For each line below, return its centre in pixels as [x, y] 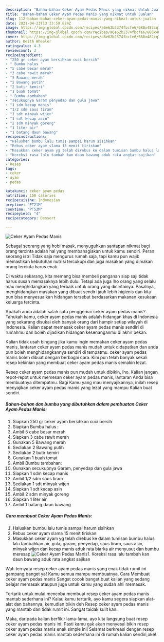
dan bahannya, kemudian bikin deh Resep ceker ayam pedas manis [81, 604]
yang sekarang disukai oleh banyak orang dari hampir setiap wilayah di [77, 322]
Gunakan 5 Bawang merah [39, 442]
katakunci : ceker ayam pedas [35, 191]
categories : [18, 159]
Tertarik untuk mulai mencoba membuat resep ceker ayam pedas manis [77, 594]
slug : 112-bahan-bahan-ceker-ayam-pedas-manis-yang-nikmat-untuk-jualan [81, 19]
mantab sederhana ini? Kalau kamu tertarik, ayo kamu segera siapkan [75, 599]
